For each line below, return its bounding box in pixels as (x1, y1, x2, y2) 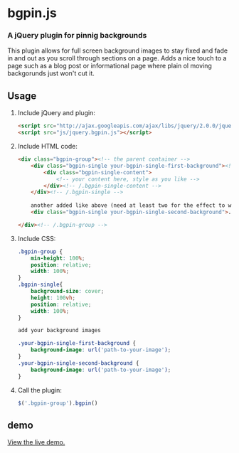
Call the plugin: (17, 385, 63, 394)
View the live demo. (7, 438, 65, 447)
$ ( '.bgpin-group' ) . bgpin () (17, 400, 98, 407)
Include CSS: (17, 234, 56, 243)
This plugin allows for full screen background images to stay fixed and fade (7, 46, 228, 55)
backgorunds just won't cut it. (7, 69, 95, 78)
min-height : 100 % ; (31, 255, 85, 262)
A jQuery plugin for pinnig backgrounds (7, 31, 147, 41)
